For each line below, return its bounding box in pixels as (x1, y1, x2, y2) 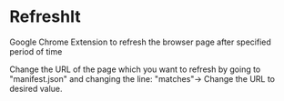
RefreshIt (9, 6, 81, 27)
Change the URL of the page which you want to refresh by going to (9, 64, 261, 75)
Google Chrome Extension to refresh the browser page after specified (9, 36, 271, 47)
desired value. (9, 83, 63, 94)
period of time (9, 45, 63, 56)
